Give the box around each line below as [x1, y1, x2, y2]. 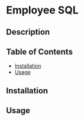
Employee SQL [6, 4, 79, 17]
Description [6, 27, 50, 37]
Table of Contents [6, 46, 73, 56]
